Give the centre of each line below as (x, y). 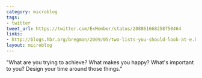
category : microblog (32, 12)
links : (14, 34)
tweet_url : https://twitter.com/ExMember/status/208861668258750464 (94, 28)
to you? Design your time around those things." (64, 68)
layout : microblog (29, 46)
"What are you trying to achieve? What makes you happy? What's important (100, 62)
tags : (13, 17)
